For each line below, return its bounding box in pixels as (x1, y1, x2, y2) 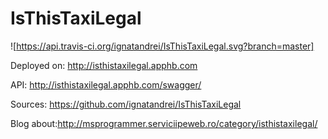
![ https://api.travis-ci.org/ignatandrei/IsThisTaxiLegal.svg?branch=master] (10, 40, 315, 52)
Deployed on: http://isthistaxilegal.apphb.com (10, 59, 198, 71)
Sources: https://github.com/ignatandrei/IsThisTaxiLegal (10, 98, 242, 110)
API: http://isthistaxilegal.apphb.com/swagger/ (10, 78, 202, 91)
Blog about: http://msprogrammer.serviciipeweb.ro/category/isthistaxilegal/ (10, 117, 318, 129)
